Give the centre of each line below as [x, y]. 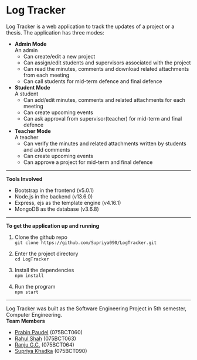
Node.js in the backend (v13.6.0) [54, 196]
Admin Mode [30, 44]
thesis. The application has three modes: [55, 32]
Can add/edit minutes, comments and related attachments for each [104, 100]
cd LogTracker [32, 259]
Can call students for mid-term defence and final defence [93, 81]
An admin [26, 50]
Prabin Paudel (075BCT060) [49, 332]
